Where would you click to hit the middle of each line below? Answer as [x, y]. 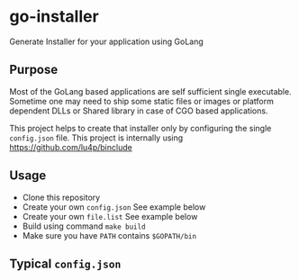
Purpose [34, 70]
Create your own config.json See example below [114, 207]
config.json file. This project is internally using [96, 138]
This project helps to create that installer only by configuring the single [140, 128]
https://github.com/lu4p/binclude [71, 147]
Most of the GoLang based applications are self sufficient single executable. [150, 91]
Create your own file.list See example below [110, 216]
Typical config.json [65, 263]
